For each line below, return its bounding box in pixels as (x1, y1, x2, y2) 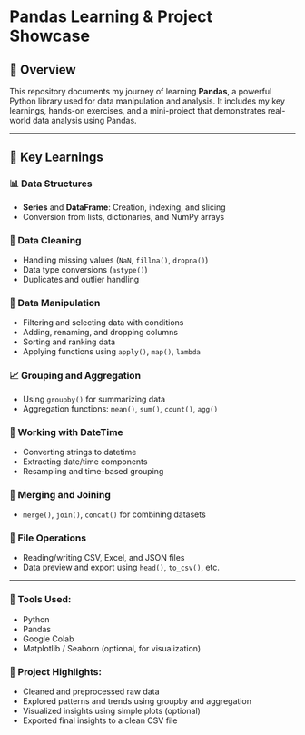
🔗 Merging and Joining (9, 488, 112, 501)
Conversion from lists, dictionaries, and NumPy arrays (22, 211, 225, 222)
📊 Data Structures (9, 177, 93, 190)
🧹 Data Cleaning (9, 233, 82, 246)
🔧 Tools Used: (9, 593, 72, 606)
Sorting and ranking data (22, 336, 116, 347)
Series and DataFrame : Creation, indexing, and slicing (22, 202, 226, 213)
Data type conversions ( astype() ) (22, 263, 148, 274)
